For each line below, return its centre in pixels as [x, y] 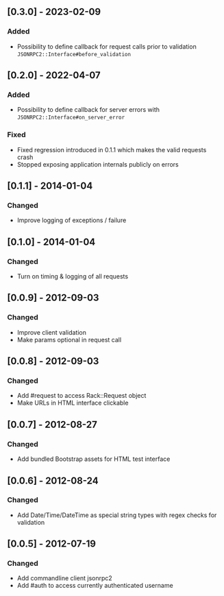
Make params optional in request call [69, 339]
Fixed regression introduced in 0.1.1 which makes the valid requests [112, 150]
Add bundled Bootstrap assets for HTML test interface [94, 459]
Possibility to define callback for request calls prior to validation [107, 46]
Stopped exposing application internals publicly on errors [98, 164]
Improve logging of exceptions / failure [72, 220]
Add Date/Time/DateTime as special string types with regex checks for [117, 515]
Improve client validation [52, 332]
